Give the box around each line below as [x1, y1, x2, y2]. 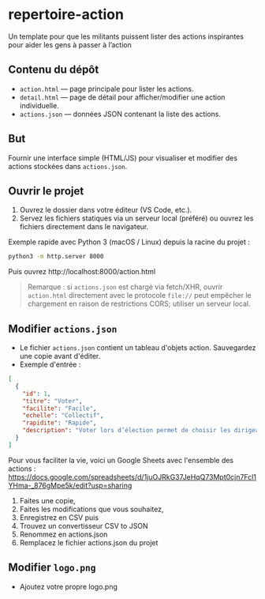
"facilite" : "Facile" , [22, 405, 97, 413]
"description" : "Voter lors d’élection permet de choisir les [22, 427, 231, 435]
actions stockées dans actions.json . [8, 161, 128, 171]
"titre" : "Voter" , [22, 397, 83, 405]
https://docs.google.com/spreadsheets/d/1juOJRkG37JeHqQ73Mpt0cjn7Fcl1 [8, 472, 256, 481]
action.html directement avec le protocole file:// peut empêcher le [27, 291, 252, 300]
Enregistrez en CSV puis [19, 512, 99, 522]
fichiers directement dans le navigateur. [19, 222, 149, 232]
